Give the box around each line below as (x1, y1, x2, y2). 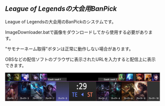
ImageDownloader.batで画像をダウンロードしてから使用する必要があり (5, 29, 149, 35)
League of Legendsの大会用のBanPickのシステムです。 (5, 19, 116, 25)
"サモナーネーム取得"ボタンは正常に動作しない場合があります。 (5, 46, 134, 52)
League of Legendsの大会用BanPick (5, 4, 117, 13)
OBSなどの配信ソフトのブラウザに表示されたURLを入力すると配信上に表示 (5, 56, 156, 62)
